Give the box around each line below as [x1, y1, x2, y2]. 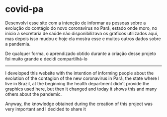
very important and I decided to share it [5, 106, 86, 112]
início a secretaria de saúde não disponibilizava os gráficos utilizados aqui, [5, 30, 159, 36]
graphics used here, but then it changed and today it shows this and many [5, 86, 157, 92]
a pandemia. [5, 41, 31, 47]
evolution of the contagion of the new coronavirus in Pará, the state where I [5, 75, 160, 81]
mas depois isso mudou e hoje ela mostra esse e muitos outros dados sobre [5, 36, 161, 42]
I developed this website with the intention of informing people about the [5, 70, 154, 76]
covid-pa [5, 3, 44, 15]
